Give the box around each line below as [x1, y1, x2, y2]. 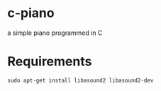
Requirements [7, 53, 92, 70]
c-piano [7, 5, 55, 21]
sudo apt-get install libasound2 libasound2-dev [7, 77, 154, 84]
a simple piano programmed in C [7, 28, 103, 37]
